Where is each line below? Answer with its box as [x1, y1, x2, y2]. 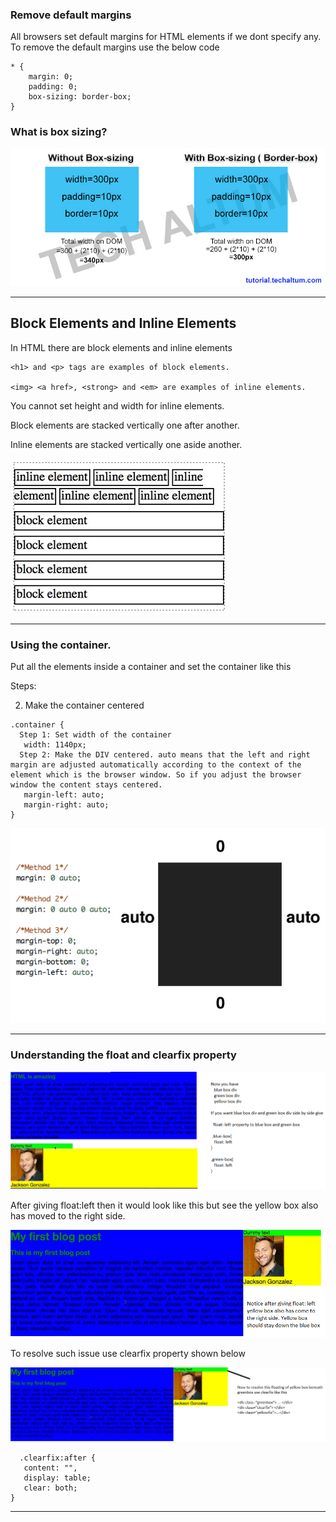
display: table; [23, 1473, 92, 1483]
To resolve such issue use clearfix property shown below [10, 1347, 246, 1359]
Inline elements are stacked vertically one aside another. [10, 438, 243, 450]
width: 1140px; [23, 740, 87, 750]
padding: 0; [28, 82, 78, 92]
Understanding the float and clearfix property [10, 1048, 237, 1062]
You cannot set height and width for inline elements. [10, 399, 225, 412]
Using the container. [10, 638, 112, 652]
